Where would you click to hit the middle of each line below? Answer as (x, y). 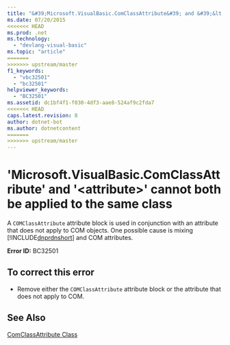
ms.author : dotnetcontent (44, 128)
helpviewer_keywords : (38, 90)
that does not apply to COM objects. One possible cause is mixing (100, 230)
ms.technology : (29, 39)
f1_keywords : (26, 71)
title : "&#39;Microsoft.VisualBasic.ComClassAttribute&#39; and (101, 13)
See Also (26, 318)
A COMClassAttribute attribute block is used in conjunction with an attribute (113, 223)
